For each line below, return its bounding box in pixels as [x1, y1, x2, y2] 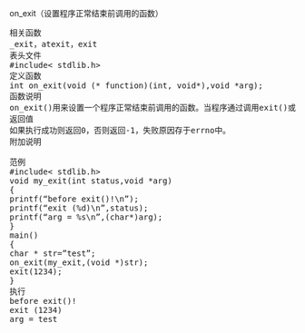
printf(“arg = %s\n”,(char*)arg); [9, 212, 163, 222]
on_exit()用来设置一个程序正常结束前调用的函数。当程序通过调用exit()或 [9, 103, 297, 113]
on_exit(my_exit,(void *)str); [9, 258, 149, 268]
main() [9, 230, 39, 240]
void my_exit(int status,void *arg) [9, 176, 172, 186]
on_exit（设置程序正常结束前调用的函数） [9, 8, 163, 18]
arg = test [9, 314, 58, 324]
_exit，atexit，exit [9, 39, 98, 49]
